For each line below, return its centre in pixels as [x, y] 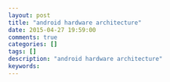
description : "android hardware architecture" [85, 59]
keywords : [24, 66]
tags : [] [22, 52]
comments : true [33, 37]
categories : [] [33, 45]
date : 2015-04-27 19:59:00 [52, 30]
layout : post [29, 15]
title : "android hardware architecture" [75, 23]
